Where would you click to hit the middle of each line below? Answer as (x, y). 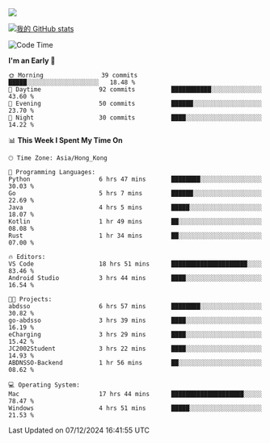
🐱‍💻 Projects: (30, 299)
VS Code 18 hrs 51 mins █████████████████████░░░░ (135, 264)
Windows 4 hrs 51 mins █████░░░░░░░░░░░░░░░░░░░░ (135, 408)
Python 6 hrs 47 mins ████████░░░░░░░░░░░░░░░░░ (135, 179)
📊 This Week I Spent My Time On (65, 140)
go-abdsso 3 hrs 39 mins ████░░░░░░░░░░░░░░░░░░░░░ (135, 320)
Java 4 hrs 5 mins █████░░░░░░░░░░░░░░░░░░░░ (135, 207)
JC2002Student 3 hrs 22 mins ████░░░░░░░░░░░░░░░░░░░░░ (135, 349)
